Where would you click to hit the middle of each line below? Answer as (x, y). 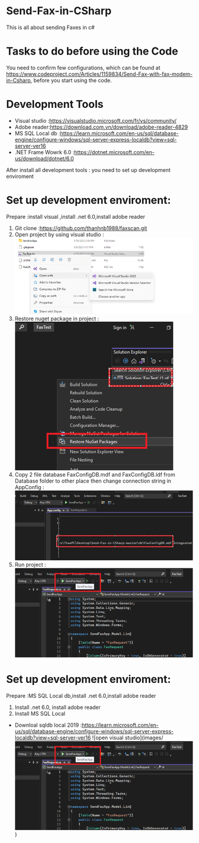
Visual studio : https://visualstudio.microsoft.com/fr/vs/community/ (95, 120)
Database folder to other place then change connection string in (93, 481)
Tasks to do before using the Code (92, 51)
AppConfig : (29, 487)
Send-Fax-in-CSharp (59, 11)
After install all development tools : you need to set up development (88, 170)
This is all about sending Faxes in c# (50, 27)
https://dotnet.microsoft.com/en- (114, 152)
